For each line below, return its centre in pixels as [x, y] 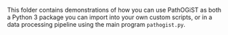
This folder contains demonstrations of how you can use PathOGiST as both [114, 10]
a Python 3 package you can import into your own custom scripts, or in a [110, 17]
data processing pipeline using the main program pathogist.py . [97, 24]
